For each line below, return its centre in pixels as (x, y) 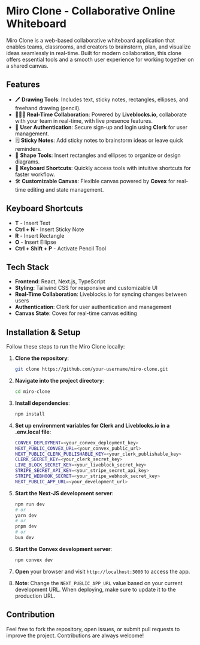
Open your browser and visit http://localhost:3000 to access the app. (102, 571)
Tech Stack (28, 267)
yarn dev (26, 515)
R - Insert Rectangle (40, 235)
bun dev (24, 538)
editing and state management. (66, 189)
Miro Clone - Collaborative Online (91, 11)
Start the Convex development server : (63, 549)
